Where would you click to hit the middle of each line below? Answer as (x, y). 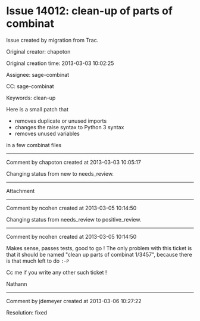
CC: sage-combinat (30, 86)
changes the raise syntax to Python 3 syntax (69, 127)
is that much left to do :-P (38, 261)
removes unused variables (47, 133)
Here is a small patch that (37, 109)
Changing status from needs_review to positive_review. (74, 219)
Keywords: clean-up (31, 98)
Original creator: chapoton (38, 51)
